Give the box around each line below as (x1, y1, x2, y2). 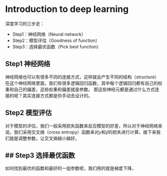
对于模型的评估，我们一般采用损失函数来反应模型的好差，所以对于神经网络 (5, 123, 158, 129)
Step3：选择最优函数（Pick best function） (12, 43, 101, 49)
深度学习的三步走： (5, 20, 45, 26)
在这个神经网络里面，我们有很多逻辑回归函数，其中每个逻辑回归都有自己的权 (5, 80, 163, 86)
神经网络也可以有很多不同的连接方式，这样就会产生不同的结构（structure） (5, 74, 160, 80)
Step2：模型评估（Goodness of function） (12, 37, 100, 43)
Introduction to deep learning (5, 3, 129, 15)
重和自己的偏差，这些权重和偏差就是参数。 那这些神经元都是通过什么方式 (5, 86, 155, 92)
